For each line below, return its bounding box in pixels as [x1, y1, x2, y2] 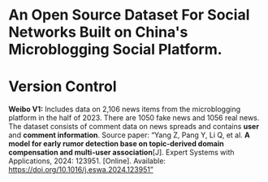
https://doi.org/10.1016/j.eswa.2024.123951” [8, 165, 154, 175]
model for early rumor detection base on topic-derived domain [8, 139, 225, 149]
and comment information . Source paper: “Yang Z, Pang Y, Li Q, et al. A [8, 130, 250, 140]
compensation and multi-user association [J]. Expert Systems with [8, 148, 235, 158]
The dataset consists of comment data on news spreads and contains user [8, 122, 260, 132]
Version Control [8, 77, 117, 96]
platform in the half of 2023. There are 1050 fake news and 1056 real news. [8, 113, 260, 123]
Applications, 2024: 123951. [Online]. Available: [8, 156, 166, 166]
